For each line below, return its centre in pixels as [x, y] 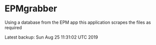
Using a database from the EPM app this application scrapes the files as [78, 22]
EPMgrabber [31, 9]
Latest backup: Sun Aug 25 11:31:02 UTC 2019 [51, 37]
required [13, 27]
